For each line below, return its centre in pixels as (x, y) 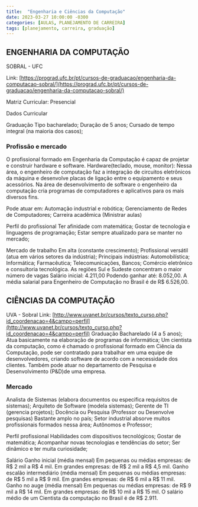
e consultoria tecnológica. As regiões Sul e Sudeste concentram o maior (94, 269)
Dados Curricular (27, 114)
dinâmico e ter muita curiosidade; (47, 449)
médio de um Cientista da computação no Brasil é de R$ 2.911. (82, 498)
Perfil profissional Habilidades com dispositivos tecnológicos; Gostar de (94, 437)
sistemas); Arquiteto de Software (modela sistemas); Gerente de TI (87, 406)
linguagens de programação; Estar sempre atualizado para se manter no (94, 233)
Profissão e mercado (36, 146)
